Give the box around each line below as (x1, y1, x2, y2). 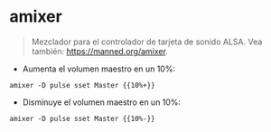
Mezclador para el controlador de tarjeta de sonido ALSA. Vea (31, 36, 263, 47)
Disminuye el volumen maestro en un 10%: (22, 97, 182, 108)
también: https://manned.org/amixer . (31, 45, 169, 56)
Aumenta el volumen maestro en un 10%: (22, 63, 176, 74)
